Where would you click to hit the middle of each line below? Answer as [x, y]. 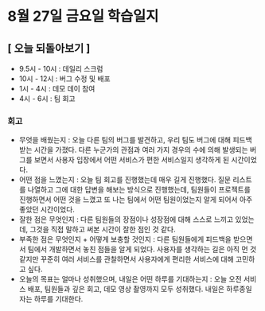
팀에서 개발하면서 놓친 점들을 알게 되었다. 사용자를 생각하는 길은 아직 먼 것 [142, 249]
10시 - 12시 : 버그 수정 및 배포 [64, 79]
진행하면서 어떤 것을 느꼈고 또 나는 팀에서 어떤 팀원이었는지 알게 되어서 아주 [136, 200]
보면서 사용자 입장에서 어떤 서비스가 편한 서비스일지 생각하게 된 [132, 160]
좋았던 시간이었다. [47, 210]
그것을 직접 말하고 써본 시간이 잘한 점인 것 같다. [103, 229]
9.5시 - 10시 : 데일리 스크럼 [61, 69]
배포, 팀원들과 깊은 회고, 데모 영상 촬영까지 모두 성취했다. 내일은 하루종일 [140, 289]
